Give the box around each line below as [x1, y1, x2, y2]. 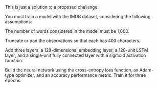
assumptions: [5, 19, 32, 24]
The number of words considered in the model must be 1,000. [5, 28, 130, 34]
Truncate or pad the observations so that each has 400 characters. [5, 38, 140, 44]
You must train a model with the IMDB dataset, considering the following [5, 14, 151, 19]
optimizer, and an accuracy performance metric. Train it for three [15, 72, 146, 78]
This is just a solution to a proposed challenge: [5, 4, 99, 10]
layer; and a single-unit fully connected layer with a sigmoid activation [5, 52, 146, 58]
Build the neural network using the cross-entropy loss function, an [5, 67, 138, 73]
